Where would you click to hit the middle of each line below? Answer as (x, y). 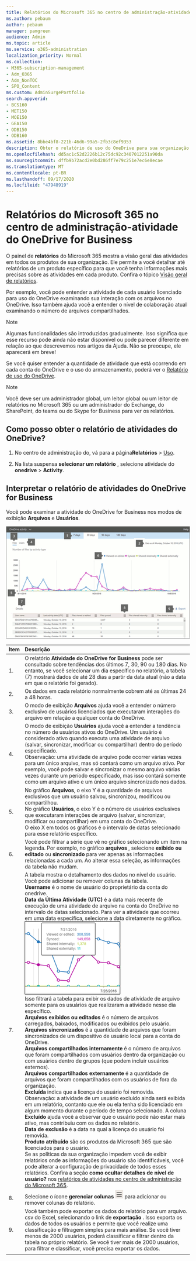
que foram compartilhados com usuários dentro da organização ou (105, 1055)
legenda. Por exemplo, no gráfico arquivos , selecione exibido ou (103, 848)
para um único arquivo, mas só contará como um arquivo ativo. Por (105, 763)
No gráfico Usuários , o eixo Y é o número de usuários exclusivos (103, 809)
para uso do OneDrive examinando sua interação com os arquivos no (89, 298)
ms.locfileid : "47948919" (37, 185)
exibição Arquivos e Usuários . (43, 518)
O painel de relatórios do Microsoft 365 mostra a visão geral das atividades (97, 256)
